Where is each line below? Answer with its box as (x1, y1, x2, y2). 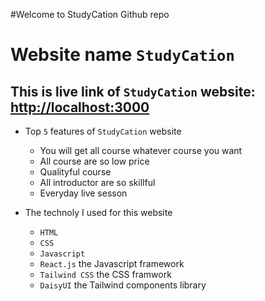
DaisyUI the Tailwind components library (39, 279, 207, 291)
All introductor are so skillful (39, 177, 156, 188)
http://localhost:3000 (10, 99, 150, 116)
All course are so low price (39, 155, 150, 167)
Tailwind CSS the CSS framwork (39, 269, 172, 280)
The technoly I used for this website (24, 207, 173, 218)
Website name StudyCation (10, 44, 235, 66)
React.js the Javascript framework (39, 258, 185, 269)
